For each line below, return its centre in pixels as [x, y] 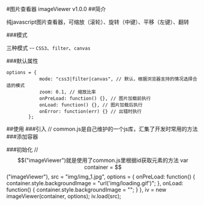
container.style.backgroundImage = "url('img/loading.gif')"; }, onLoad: [95, 183]
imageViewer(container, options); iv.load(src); [64, 196]
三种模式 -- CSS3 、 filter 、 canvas [48, 48]
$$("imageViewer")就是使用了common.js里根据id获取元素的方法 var [103, 160]
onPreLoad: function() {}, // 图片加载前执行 [95, 98]
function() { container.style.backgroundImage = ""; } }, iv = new [86, 189]
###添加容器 [22, 137]
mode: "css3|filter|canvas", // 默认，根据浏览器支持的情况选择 [116, 79]
